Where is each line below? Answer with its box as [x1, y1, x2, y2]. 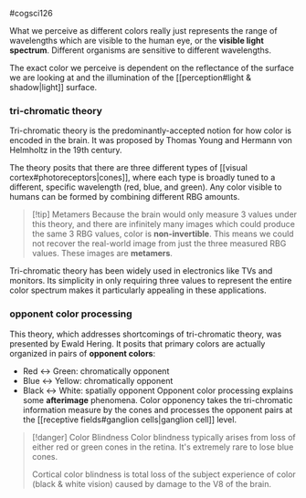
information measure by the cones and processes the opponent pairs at [22, 404, 293, 415]
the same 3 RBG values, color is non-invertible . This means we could [31, 228, 294, 240]
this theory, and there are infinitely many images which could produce [31, 219, 295, 230]
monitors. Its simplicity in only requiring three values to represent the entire [9, 275, 292, 286]
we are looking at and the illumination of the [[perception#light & [9, 72, 252, 83]
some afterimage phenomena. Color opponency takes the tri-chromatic [22, 394, 293, 405]
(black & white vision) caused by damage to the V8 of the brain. [31, 478, 272, 489]
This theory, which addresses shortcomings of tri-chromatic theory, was [9, 328, 282, 339]
